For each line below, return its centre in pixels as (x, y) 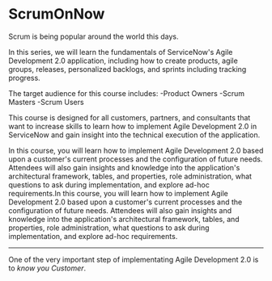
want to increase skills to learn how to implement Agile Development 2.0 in (133, 126)
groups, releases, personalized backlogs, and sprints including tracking (127, 69)
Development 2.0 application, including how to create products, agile (123, 61)
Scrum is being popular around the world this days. (94, 36)
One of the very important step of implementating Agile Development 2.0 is (134, 259)
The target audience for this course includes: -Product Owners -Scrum (127, 93)
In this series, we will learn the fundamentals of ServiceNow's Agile (121, 52)
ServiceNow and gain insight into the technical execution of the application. (134, 135)
